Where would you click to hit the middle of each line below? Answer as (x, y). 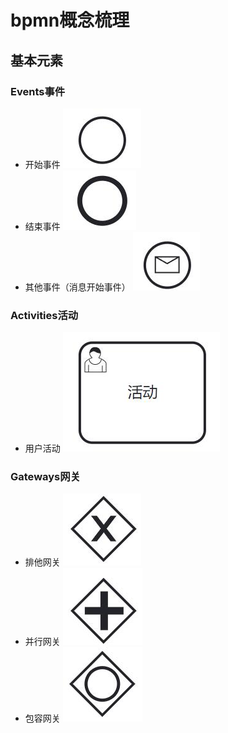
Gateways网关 (45, 477)
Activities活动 (44, 315)
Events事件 (38, 91)
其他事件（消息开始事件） (77, 287)
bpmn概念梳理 (70, 20)
